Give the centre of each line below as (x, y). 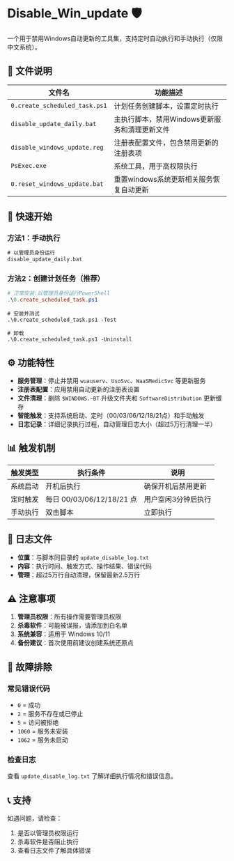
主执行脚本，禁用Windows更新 (164, 119)
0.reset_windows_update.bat (57, 184)
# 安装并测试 (23, 314)
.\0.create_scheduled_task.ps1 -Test (62, 320)
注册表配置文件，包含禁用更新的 (166, 142)
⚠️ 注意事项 (31, 599)
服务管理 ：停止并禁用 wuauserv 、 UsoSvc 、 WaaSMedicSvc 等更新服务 (111, 381)
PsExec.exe (29, 165)
